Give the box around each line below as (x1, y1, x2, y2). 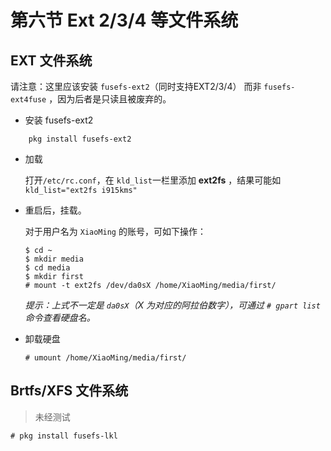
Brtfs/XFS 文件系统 (10, 382, 129, 400)
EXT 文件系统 (10, 52, 93, 69)
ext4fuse (10, 95, 47, 105)
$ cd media (24, 263, 71, 273)
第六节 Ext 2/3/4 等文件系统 (10, 9, 239, 32)
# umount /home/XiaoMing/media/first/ (24, 353, 187, 363)
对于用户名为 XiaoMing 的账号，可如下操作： (24, 226, 207, 237)
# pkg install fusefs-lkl (10, 431, 118, 441)
